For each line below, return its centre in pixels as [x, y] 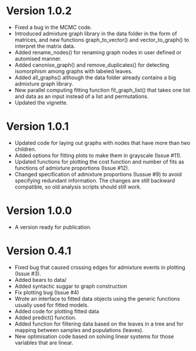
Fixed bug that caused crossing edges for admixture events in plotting [100, 267]
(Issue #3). [28, 274]
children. [25, 149]
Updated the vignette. [41, 102]
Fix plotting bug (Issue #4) [47, 292]
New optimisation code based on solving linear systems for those [94, 336]
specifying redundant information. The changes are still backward [95, 180]
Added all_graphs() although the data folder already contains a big [95, 77]
